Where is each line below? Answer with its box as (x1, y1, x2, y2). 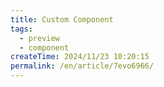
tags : (10, 24, 33, 34)
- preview (19, 33, 60, 43)
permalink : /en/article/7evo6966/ (10, 61, 155, 71)
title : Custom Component (10, 14, 114, 25)
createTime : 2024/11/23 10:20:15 (10, 52, 150, 62)
